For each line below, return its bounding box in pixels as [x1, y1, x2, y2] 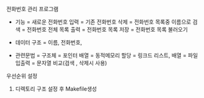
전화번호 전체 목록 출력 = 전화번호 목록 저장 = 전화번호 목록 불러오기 [26, 26, 188, 33]
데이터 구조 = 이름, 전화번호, [15, 39, 82, 46]
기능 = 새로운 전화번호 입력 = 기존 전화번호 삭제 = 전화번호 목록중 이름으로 [15, 18, 192, 26]
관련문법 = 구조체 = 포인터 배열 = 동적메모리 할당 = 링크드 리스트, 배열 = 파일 [15, 52, 198, 59]
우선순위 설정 [6, 72, 38, 79]
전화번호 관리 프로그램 [6, 5, 59, 12]
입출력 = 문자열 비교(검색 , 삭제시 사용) [15, 60, 108, 66]
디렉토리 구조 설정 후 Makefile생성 [15, 85, 97, 93]
